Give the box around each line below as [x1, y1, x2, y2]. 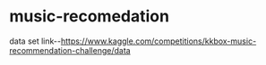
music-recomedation [9, 6, 170, 27]
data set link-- [9, 36, 61, 46]
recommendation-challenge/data [9, 45, 132, 55]
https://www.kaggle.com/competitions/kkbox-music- [60, 36, 257, 46]
